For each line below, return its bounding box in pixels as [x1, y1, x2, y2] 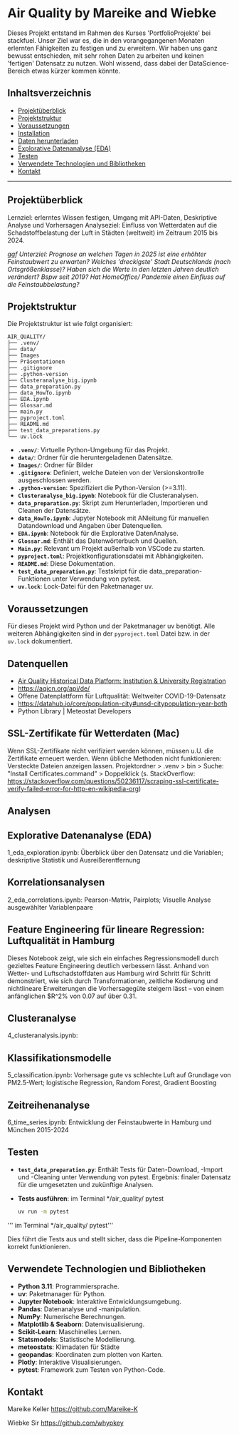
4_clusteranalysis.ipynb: [7, 1031, 78, 1039]
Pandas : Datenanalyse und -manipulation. [17, 1304, 142, 1313]
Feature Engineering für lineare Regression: [7, 924, 205, 936]
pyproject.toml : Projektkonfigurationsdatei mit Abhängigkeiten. [17, 551, 204, 561]
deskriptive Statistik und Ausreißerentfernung [7, 856, 141, 865]
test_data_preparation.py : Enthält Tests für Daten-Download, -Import [17, 1165, 223, 1174]
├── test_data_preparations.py [7, 427, 100, 434]
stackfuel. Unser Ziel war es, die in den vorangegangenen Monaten [7, 36, 205, 44]
